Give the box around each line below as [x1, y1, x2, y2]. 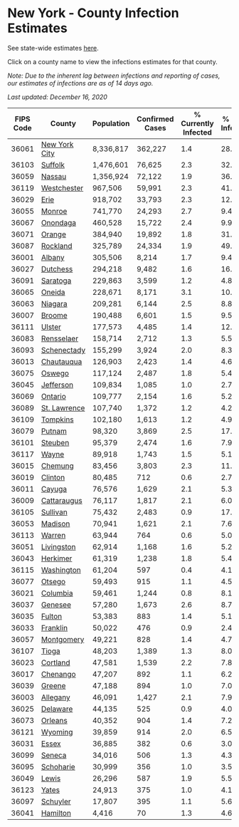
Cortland [41, 657, 70, 667]
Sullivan [41, 507, 68, 517]
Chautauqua [41, 356, 83, 366]
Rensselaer [41, 333, 79, 343]
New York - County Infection [7, 5, 179, 21]
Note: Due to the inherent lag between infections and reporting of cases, [7, 71, 221, 80]
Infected [182, 127, 212, 137]
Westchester [41, 183, 84, 193]
